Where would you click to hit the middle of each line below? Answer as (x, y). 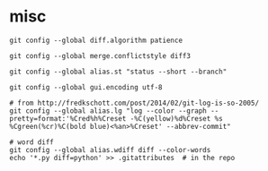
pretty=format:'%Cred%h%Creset (68, 118)
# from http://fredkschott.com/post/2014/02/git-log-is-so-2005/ (134, 103)
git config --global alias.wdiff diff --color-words (110, 150)
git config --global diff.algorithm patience (96, 40)
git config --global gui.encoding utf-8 (86, 87)
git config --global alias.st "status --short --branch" (118, 72)
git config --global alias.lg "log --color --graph (108, 111)
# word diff (31, 142)
